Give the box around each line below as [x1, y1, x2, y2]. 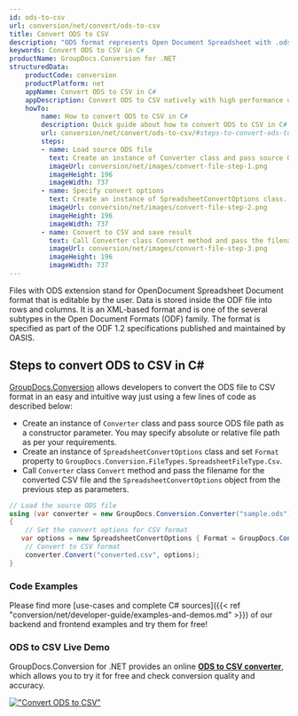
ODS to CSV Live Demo [9, 640, 110, 653]
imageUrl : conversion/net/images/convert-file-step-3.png [48, 244, 268, 253]
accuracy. [9, 680, 46, 691]
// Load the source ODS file [9, 501, 117, 510]
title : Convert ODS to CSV [9, 29, 109, 38]
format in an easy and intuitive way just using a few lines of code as [9, 391, 257, 402]
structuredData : [9, 63, 69, 72]
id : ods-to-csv [9, 12, 66, 22]
